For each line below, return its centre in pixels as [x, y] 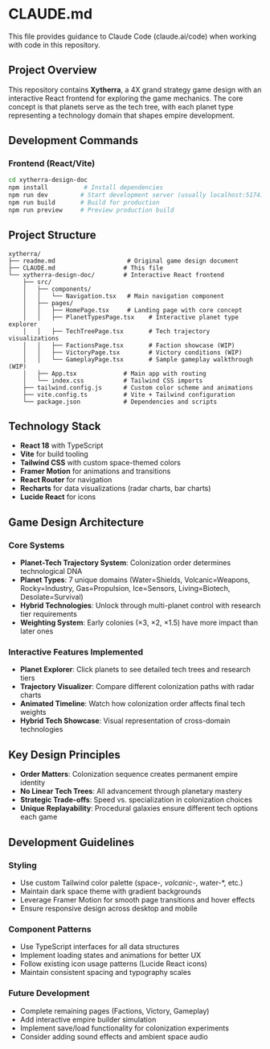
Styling [23, 865]
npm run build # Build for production [84, 203]
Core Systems [37, 545]
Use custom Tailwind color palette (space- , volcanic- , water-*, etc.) [131, 882]
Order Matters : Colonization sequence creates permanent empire [129, 774]
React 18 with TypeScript [61, 446]
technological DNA [51, 572]
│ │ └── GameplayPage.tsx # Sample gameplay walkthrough [138, 359]
